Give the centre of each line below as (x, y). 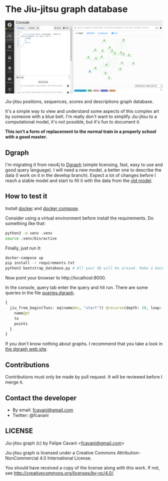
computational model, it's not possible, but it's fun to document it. (73, 122)
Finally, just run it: (23, 248)
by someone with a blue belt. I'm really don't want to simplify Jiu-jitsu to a (81, 116)
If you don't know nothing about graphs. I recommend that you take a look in (84, 344)
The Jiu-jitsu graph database (66, 9)
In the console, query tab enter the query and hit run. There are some (77, 287)
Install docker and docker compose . (42, 208)
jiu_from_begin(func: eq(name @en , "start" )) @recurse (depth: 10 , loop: (86, 308)
